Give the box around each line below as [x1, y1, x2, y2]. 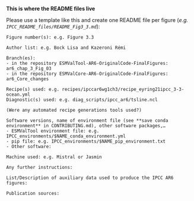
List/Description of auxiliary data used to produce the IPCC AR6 [6, 175, 174, 181]
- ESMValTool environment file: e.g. [6, 128, 100, 134]
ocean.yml [6, 92, 31, 98]
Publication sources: [6, 190, 60, 196]
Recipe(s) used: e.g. [6, 86, 60, 92]
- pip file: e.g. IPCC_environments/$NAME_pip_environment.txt [6, 139, 166, 145]
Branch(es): [6, 55, 36, 61]
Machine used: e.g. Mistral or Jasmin [6, 154, 102, 160]
